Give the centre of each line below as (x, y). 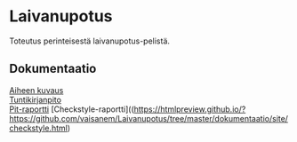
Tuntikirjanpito (36, 99)
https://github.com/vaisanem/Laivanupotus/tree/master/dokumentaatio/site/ (149, 118)
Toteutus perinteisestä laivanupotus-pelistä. (90, 41)
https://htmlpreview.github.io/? (190, 109)
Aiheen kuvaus (36, 90)
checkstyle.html (39, 128)
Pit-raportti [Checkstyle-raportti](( (72, 109)
